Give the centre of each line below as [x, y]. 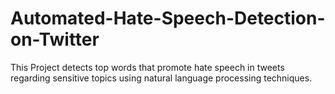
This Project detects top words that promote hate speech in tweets [147, 67]
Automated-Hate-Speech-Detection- [168, 18]
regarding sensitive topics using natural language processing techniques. [161, 78]
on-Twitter [55, 39]
